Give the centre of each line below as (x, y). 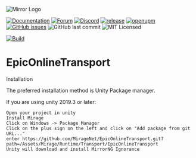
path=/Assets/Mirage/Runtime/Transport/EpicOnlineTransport (83, 144)
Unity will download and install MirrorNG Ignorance (73, 149)
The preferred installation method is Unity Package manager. (81, 90)
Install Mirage (25, 118)
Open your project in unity (41, 113)
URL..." (16, 134)
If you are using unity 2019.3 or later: (51, 102)
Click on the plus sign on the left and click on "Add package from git (98, 128)
